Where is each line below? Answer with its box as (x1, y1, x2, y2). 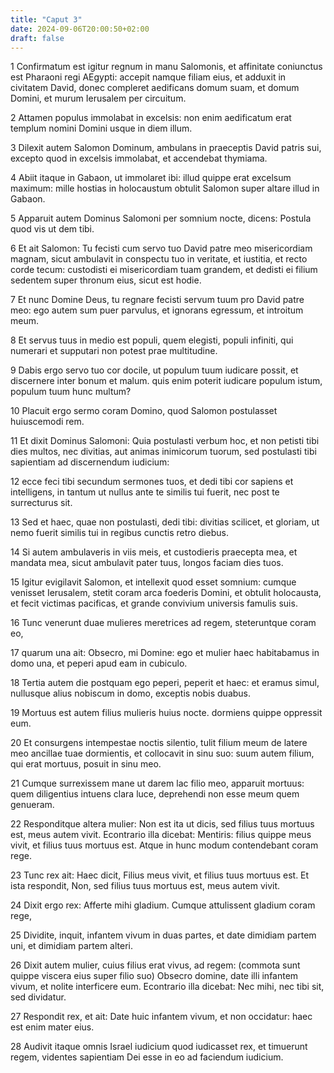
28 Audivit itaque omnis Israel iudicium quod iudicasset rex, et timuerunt (10, 1041, 308, 1053)
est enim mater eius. (10, 1021, 95, 1033)
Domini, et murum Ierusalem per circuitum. (10, 92, 187, 105)
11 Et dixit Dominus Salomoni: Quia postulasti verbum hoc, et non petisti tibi (10, 435, 320, 447)
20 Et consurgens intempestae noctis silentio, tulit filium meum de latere (10, 737, 308, 749)
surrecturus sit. (10, 497, 73, 509)
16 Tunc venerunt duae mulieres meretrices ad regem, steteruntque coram (10, 617, 317, 629)
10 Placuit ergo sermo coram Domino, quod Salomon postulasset (10, 405, 278, 417)
